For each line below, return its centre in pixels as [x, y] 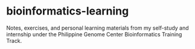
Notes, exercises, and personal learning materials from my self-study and [97, 28]
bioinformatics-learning [68, 11]
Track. [14, 41]
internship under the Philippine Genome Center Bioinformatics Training [94, 34]
